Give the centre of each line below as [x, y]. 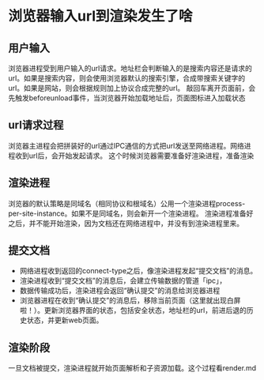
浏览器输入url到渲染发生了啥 [100, 16]
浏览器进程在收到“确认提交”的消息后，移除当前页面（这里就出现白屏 [130, 300]
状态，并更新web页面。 [65, 320]
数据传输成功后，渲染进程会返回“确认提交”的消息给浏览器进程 [120, 291]
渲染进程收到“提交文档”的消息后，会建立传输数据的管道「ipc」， [123, 280]
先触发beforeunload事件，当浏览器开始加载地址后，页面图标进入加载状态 [127, 98]
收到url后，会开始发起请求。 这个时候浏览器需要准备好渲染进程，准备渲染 [134, 156]
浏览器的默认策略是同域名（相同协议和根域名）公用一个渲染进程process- [127, 203]
